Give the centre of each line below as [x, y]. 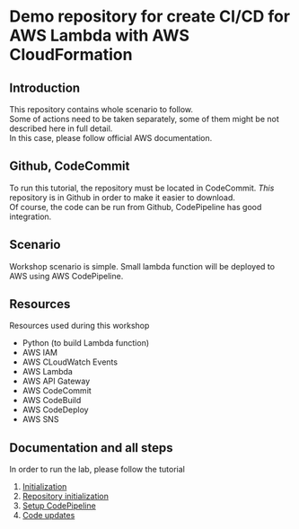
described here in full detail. [61, 128]
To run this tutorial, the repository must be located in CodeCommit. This [142, 188]
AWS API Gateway [56, 381]
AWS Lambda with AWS [100, 35]
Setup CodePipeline [59, 506]
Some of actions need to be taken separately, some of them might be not [145, 119]
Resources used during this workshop [79, 326]
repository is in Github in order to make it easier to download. [123, 197]
